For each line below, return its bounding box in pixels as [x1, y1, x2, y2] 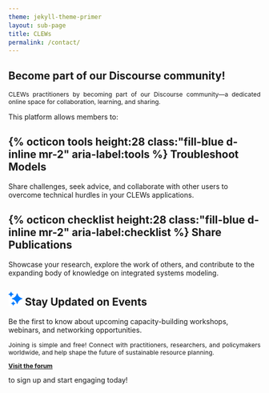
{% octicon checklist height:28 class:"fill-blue [8, 213, 246, 227]
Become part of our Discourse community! [8, 69, 226, 82]
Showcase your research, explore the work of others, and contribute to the [8, 259, 255, 269]
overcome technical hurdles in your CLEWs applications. [8, 190, 195, 199]
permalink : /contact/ [8, 38, 81, 46]
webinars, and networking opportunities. [8, 325, 143, 335]
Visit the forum [8, 361, 54, 370]
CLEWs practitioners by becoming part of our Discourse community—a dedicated [8, 90, 261, 99]
